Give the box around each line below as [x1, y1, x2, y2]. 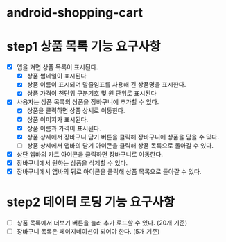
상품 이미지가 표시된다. [26, 115, 89, 123]
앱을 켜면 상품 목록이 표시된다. [16, 63, 98, 71]
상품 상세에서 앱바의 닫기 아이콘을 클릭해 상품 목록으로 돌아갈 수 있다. [26, 141, 214, 150]
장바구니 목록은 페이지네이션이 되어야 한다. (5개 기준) [16, 227, 160, 235]
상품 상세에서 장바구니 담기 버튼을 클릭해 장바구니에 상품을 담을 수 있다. [26, 132, 220, 141]
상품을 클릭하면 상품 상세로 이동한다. [26, 106, 125, 115]
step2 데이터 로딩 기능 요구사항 [6, 194, 175, 210]
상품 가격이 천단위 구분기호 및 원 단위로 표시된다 [26, 89, 157, 98]
